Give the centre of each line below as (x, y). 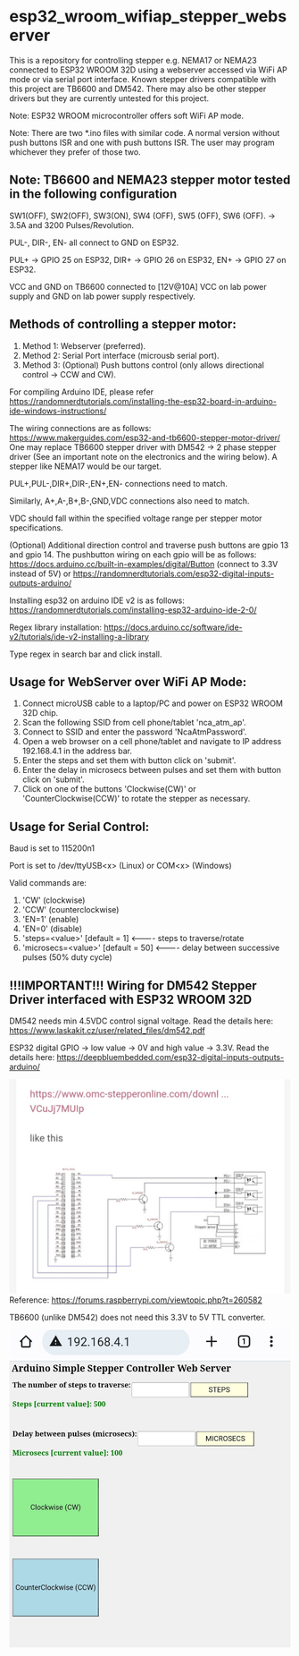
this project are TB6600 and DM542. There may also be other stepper (138, 89)
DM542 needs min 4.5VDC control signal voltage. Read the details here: (141, 1021)
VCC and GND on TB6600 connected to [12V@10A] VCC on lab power (138, 286)
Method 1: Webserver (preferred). (84, 345)
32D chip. (40, 713)
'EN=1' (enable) (50, 920)
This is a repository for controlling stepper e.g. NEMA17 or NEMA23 (133, 60)
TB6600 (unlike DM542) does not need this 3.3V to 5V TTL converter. (137, 1317)
